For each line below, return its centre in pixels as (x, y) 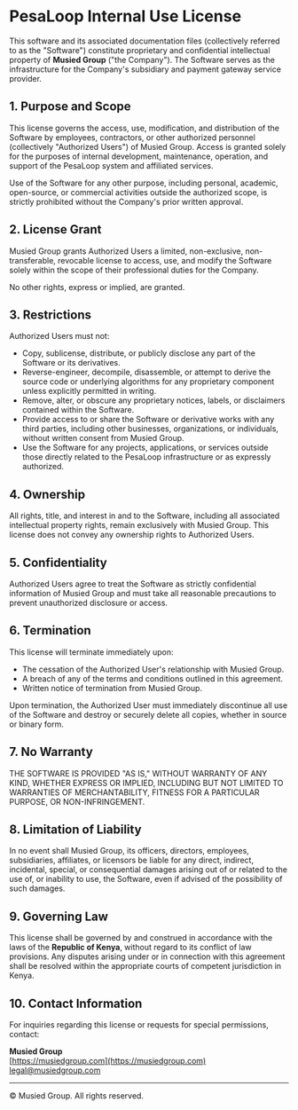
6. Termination (50, 630)
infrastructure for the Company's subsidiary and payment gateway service (145, 69)
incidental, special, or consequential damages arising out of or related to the (149, 870)
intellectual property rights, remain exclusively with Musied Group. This (139, 525)
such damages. (37, 888)
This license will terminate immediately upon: (92, 652)
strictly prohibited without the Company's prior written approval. (126, 201)
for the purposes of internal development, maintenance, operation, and (139, 156)
